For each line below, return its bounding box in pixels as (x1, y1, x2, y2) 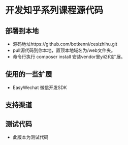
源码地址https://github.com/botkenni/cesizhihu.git (12, 41, 118, 47)
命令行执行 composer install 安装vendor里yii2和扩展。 (12, 54, 125, 60)
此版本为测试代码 (12, 134, 49, 140)
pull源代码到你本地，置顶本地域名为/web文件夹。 (12, 47, 116, 53)
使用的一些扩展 (5, 70, 52, 79)
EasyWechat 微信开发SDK (12, 84, 67, 91)
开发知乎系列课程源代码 (5, 5, 104, 16)
